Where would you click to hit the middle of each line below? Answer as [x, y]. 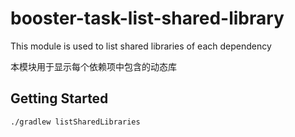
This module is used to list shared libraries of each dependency [141, 46]
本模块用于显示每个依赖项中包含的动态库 [93, 66]
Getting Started [59, 98]
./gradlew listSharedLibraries [75, 122]
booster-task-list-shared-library [147, 18]
